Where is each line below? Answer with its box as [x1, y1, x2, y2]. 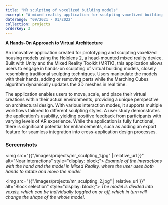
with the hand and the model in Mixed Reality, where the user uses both [5, 163, 154, 169]
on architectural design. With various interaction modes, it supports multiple [5, 102, 162, 108]
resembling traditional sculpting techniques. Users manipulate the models [5, 71, 158, 77]
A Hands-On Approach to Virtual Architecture [5, 40, 103, 46]
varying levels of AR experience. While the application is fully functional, [5, 118, 155, 124]
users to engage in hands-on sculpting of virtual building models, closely [5, 66, 156, 72]
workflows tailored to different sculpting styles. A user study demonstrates [5, 108, 160, 114]
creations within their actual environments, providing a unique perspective [5, 96, 159, 103]
